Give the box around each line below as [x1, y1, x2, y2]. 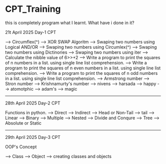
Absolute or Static [5, 120, 42, 126]
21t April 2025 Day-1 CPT [5, 29, 56, 35]
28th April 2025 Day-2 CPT [5, 100, 61, 106]
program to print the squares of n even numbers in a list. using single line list [5, 65, 161, 71]
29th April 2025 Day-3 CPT [5, 134, 61, 140]
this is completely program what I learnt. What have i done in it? [5, 20, 135, 26]
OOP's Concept [5, 144, 37, 150]
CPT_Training [5, 3, 61, 15]
